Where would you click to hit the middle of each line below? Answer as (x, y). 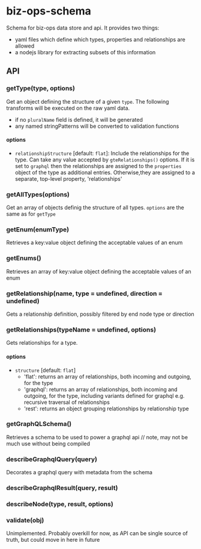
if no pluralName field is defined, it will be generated (79, 119)
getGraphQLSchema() (39, 424)
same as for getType (31, 214)
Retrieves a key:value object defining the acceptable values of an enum (94, 243)
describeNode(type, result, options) (60, 504)
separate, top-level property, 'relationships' (68, 178)
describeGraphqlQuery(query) (52, 459)
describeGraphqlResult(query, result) (62, 488)
